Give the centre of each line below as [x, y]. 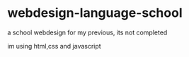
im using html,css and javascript [54, 46]
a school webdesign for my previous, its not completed [87, 32]
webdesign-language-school [95, 13]
